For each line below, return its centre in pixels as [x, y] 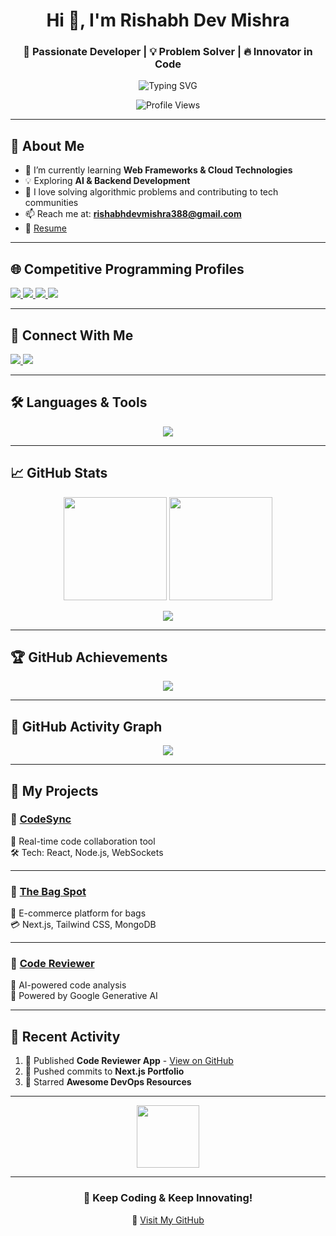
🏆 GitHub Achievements [89, 657]
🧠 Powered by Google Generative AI [84, 996]
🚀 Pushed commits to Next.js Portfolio [104, 1071]
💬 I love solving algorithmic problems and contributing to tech [151, 192]
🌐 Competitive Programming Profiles [127, 269]
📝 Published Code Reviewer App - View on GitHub [129, 1061]
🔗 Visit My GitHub [168, 1220]
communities [51, 203]
